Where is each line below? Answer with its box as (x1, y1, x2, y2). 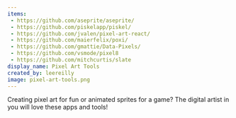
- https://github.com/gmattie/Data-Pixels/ (10, 43, 141, 50)
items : (7, 10, 27, 18)
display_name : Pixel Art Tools (7, 63, 100, 70)
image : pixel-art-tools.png (7, 76, 91, 83)
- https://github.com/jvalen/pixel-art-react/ (10, 30, 151, 37)
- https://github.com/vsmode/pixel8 (10, 50, 119, 57)
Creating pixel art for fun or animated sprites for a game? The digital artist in (7, 95, 230, 104)
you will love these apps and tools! (7, 103, 108, 112)
